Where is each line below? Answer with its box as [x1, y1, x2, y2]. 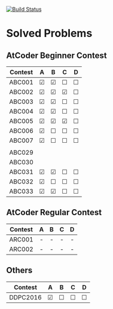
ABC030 [9, 158, 34, 166]
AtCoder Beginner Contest [6, 50, 107, 60]
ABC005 [9, 117, 34, 125]
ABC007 [9, 136, 34, 145]
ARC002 [9, 245, 34, 253]
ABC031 [9, 168, 34, 176]
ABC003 [9, 97, 34, 106]
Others [6, 265, 33, 276]
